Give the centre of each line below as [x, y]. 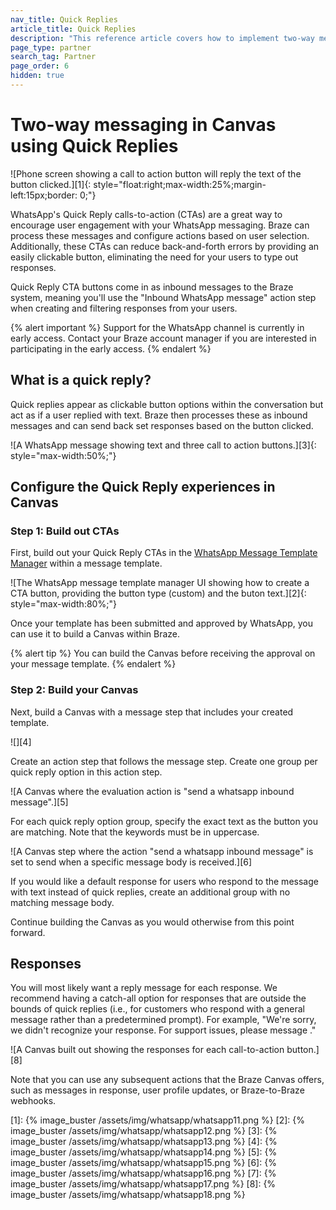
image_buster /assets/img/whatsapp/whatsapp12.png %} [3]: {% [144, 1131]
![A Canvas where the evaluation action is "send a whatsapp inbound [152, 791]
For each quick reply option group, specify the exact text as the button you [164, 821]
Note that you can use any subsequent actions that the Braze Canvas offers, [167, 1080]
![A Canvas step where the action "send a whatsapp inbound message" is [162, 851]
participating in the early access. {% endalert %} [111, 348]
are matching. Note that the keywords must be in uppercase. [135, 832]
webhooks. [33, 1101]
